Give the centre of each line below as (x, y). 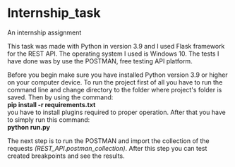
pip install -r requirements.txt (52, 104)
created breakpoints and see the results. (66, 156)
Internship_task (54, 13)
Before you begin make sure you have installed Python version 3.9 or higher (117, 75)
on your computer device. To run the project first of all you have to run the (115, 82)
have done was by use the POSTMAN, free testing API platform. (100, 61)
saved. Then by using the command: (60, 97)
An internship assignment (44, 32)
